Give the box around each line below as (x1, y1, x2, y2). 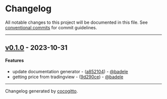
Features (5, 57, 24, 63)
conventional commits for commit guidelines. (5, 24, 97, 30)
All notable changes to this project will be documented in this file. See (5, 19, 148, 25)
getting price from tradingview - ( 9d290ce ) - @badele (12, 74, 123, 80)
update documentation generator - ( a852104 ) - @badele (12, 68, 128, 74)
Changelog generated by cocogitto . (5, 88, 78, 94)
